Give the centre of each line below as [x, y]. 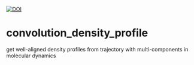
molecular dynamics [31, 56]
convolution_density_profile [77, 33]
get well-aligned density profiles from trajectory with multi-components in [97, 49]
